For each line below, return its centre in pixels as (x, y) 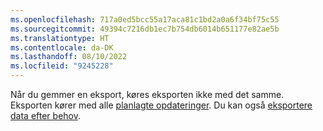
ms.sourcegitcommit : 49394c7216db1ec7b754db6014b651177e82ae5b (145, 29)
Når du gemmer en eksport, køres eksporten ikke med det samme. (147, 94)
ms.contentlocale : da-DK (62, 47)
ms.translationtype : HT (60, 38)
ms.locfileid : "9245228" (62, 66)
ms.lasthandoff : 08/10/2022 (69, 57)
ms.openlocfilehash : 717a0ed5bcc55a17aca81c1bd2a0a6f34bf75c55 (145, 19)
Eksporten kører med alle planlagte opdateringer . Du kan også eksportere (161, 105)
